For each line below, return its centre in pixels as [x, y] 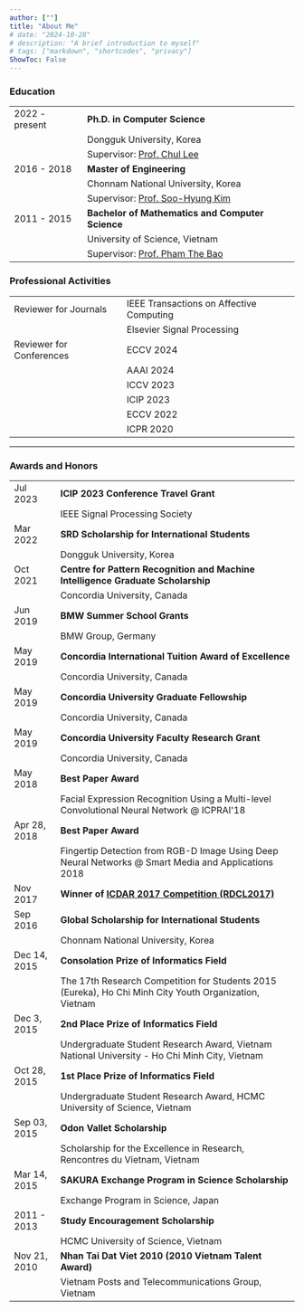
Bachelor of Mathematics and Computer [176, 214]
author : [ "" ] [34, 18]
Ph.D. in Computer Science [146, 119]
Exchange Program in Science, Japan [140, 1200]
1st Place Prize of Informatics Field [138, 1076]
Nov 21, [31, 1256]
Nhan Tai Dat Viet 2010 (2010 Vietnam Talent [161, 1256]
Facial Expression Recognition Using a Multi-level [166, 799]
